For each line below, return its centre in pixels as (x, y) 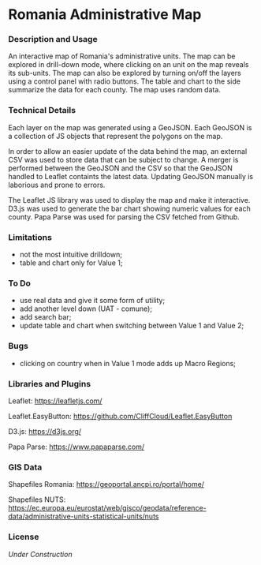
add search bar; (45, 317)
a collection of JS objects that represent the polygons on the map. (116, 136)
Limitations (30, 237)
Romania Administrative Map (105, 15)
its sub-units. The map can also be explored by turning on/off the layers (125, 73)
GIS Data (25, 467)
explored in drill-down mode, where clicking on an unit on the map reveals (129, 65)
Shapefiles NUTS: (37, 500)
